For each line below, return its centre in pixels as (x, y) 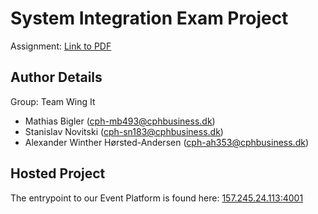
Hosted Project (58, 173)
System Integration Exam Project (149, 18)
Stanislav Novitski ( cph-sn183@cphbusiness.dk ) (124, 131)
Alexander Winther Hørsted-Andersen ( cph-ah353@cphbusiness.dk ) (166, 142)
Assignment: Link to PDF (61, 46)
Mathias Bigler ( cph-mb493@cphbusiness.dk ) (120, 121)
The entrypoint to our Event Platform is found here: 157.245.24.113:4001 (157, 198)
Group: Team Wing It (53, 101)
